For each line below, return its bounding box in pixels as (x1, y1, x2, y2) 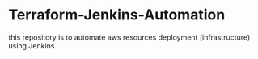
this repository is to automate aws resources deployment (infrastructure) (8, 32, 251, 42)
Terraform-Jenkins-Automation (8, 6, 226, 24)
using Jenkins (8, 40, 55, 50)
